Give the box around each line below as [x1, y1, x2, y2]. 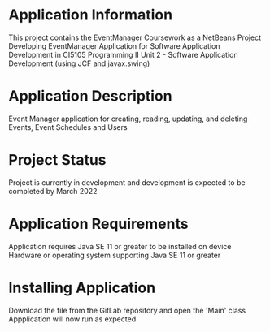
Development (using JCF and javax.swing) [8, 58, 150, 68]
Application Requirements [8, 215, 189, 233]
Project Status [8, 151, 107, 170]
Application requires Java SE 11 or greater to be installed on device [8, 241, 232, 251]
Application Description [8, 87, 172, 106]
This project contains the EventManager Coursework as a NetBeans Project [8, 32, 262, 42]
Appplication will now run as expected [8, 314, 137, 324]
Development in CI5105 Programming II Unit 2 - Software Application [8, 50, 238, 59]
